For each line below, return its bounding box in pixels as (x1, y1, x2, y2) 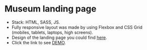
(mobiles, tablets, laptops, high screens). (11, 29, 93, 35)
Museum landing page (4, 3, 97, 14)
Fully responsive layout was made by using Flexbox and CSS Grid (11, 24, 143, 30)
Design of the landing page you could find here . (11, 35, 107, 40)
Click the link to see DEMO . (11, 39, 66, 45)
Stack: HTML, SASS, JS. (11, 19, 60, 25)
